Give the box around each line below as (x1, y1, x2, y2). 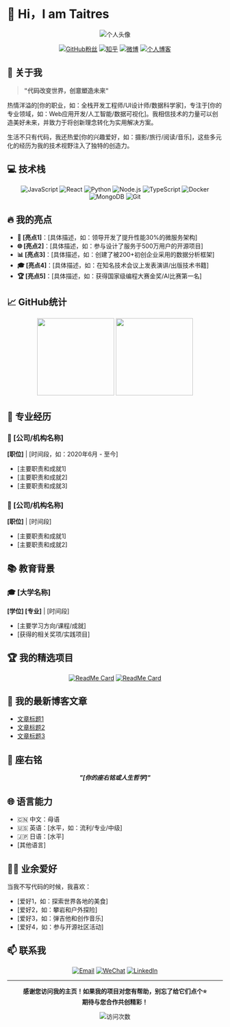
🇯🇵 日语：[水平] (16, 832, 64, 841)
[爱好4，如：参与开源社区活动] (16, 923, 104, 931)
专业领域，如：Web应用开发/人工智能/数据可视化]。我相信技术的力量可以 (7, 109, 213, 117)
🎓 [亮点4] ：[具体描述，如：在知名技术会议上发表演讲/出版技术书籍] (16, 262, 209, 270)
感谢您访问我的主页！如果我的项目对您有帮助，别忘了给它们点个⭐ (23, 986, 207, 995)
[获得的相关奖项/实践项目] (16, 630, 90, 638)
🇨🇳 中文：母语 (16, 815, 60, 824)
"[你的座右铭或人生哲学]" (79, 774, 151, 782)
